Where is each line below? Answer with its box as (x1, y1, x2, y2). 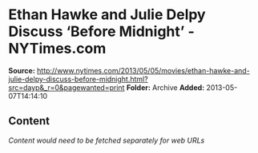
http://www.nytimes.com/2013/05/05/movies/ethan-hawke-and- (37, 65, 250, 75)
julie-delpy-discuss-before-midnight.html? (8, 74, 148, 84)
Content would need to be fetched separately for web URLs (8, 135, 205, 145)
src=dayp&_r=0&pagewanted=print (8, 82, 125, 92)
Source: (8, 65, 36, 75)
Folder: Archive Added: (126, 82, 205, 92)
